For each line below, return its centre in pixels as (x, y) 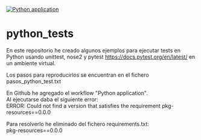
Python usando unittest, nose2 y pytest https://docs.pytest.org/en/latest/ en (101, 57)
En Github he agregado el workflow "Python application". (77, 93)
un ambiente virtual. (31, 63)
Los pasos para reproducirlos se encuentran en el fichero (78, 75)
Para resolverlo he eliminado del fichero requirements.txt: (78, 124)
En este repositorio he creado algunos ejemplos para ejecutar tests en (94, 50)
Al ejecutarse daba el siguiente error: (52, 99)
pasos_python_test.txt (34, 81)
